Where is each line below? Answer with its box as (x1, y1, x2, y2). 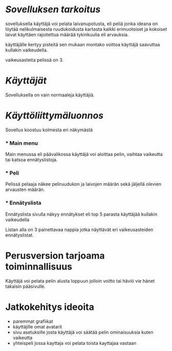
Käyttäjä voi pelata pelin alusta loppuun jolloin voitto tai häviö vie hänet (5, 278, 155, 284)
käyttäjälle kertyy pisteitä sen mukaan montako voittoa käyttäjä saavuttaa (5, 41, 160, 47)
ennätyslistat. (5, 232, 34, 238)
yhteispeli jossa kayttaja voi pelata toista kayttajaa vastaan (12, 340, 137, 346)
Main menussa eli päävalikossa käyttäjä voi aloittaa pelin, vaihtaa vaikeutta (5, 151, 163, 158)
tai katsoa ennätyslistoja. (5, 157, 58, 163)
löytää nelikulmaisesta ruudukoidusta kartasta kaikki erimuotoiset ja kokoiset (5, 26, 167, 32)
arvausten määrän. (5, 186, 45, 193)
